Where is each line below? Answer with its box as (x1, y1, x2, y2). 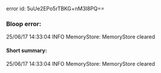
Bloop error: (6, 20, 41, 28)
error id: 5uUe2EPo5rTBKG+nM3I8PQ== (6, 5, 105, 12)
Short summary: (6, 47, 47, 54)
